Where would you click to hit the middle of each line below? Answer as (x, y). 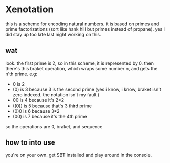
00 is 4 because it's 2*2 (38, 100)
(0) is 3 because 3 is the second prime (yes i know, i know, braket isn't (87, 89)
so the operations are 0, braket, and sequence (54, 126)
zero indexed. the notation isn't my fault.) (56, 95)
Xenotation (29, 9)
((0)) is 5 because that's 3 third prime (52, 106)
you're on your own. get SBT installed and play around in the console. (79, 155)
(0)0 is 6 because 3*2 (36, 111)
